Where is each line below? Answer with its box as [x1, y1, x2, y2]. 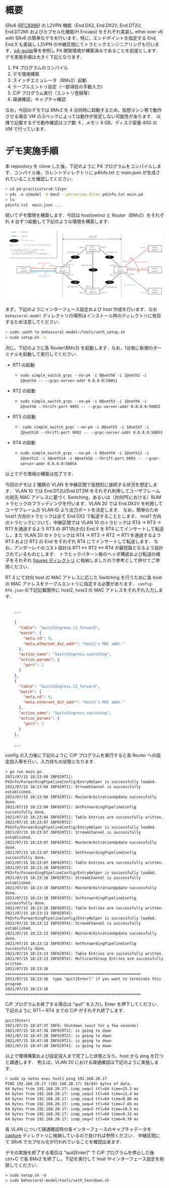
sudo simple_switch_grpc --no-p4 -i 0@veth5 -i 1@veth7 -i [22, 424, 149, 430]
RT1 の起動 [12, 362, 35, 368]
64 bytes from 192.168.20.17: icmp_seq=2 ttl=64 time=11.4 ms [5, 1091, 139, 1097]
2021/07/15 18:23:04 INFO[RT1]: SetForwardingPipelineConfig [5, 804, 137, 810]
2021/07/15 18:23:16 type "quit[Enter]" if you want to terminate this [5, 976, 161, 982]
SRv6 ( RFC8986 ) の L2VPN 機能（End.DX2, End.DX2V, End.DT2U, [5, 22, 142, 28]
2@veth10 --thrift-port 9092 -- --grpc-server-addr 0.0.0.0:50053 [20, 430, 163, 435]
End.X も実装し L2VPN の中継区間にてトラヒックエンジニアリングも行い [5, 41, 155, 47]
